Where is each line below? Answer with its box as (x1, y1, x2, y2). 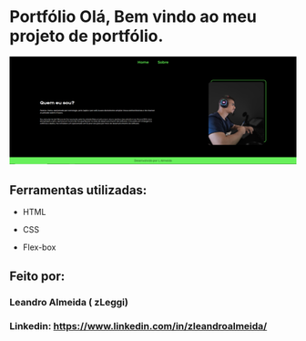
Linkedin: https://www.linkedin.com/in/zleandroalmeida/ (9, 320, 268, 333)
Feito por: (9, 268, 66, 284)
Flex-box (22, 242, 56, 253)
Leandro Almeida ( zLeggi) (9, 295, 129, 308)
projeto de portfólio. (9, 26, 164, 46)
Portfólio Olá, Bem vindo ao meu (9, 6, 257, 27)
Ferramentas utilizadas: (9, 182, 148, 198)
